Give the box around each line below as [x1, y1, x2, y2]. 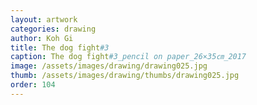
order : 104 [10, 80, 56, 90]
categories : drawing [10, 24, 97, 34]
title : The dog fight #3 [10, 42, 110, 53]
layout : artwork [10, 14, 78, 25]
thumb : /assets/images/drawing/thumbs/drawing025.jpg [10, 71, 240, 81]
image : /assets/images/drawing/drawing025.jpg [10, 61, 208, 71]
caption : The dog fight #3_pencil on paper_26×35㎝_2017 [10, 52, 247, 62]
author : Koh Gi [10, 33, 74, 43]
